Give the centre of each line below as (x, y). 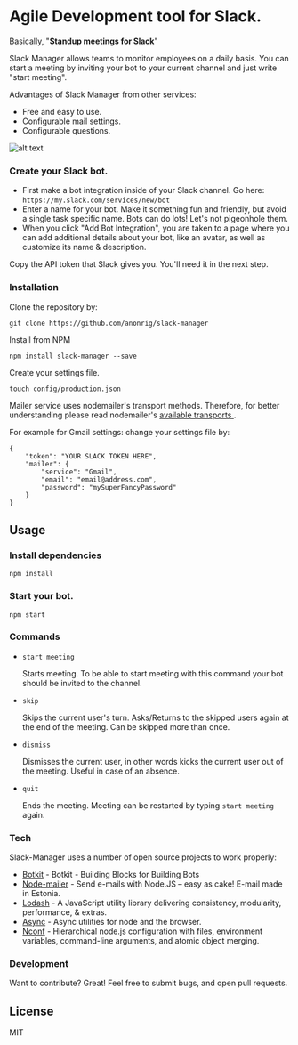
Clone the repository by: (53, 307)
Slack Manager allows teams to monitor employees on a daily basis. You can (149, 58)
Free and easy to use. (62, 111)
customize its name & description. (84, 247)
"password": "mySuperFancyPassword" (109, 487)
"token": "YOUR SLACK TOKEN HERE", (91, 456)
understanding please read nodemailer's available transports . (123, 415)
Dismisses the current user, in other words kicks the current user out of (153, 761)
